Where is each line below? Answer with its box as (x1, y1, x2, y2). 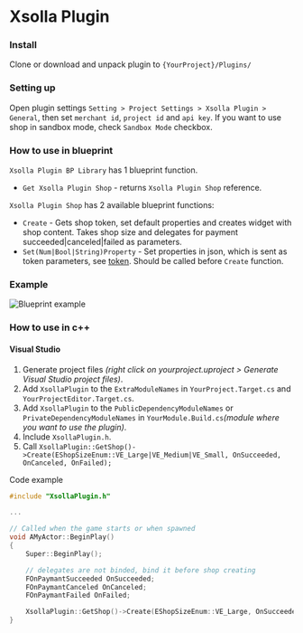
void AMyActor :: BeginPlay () (9, 533, 115, 542)
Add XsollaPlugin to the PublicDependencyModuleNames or (22, 402, 234, 413)
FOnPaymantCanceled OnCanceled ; (25, 582, 147, 591)
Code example (9, 474, 64, 485)
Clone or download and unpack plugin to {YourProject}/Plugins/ (9, 59, 252, 70)
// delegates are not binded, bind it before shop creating (25, 565, 256, 575)
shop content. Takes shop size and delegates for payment (22, 227, 239, 238)
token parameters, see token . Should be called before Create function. (22, 256, 284, 267)
